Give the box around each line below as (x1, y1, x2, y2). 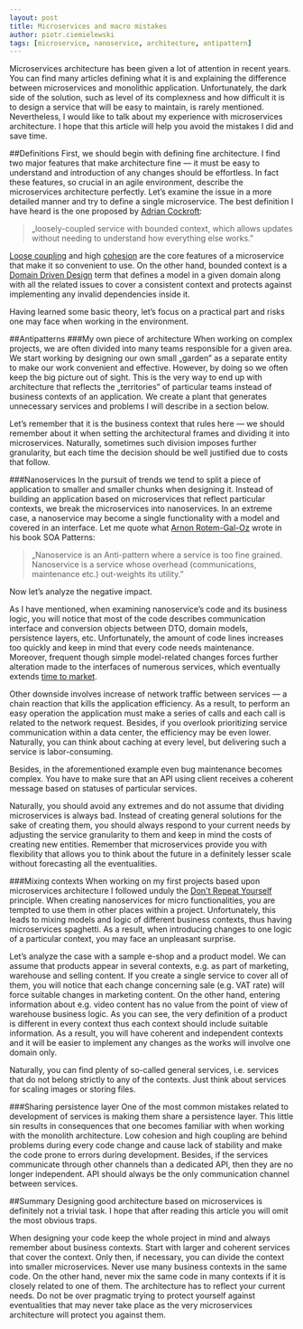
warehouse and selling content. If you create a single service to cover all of (9, 970, 289, 982)
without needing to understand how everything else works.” (31, 233, 254, 244)
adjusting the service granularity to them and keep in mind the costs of (9, 830, 272, 840)
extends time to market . (9, 671, 97, 682)
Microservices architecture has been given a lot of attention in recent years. (9, 63, 291, 74)
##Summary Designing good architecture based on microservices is (9, 1196, 263, 1207)
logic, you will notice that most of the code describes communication (9, 613, 266, 624)
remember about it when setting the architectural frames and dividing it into (9, 428, 290, 439)
